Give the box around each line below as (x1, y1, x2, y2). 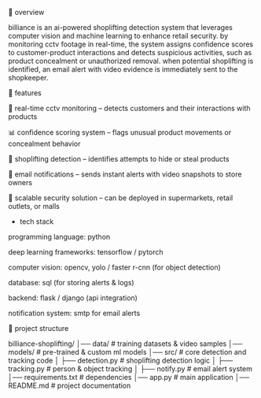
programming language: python (8, 232, 111, 241)
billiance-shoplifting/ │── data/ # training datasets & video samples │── (8, 339, 243, 348)
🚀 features (8, 88, 42, 98)
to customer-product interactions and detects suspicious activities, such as (8, 48, 252, 57)
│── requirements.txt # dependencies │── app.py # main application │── (8, 373, 250, 381)
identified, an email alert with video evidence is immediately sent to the (8, 65, 238, 74)
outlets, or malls (8, 202, 61, 210)
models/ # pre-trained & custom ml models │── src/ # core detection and (8, 348, 247, 356)
